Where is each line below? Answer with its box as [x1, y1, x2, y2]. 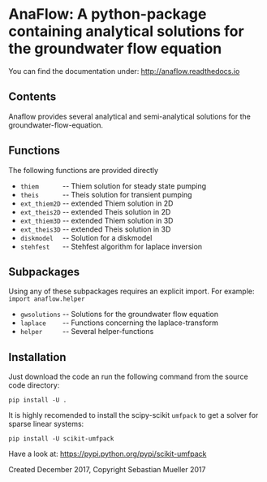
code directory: [8, 380, 60, 390]
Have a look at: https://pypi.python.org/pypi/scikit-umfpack [8, 449, 207, 459]
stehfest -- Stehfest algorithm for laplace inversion [19, 241, 203, 251]
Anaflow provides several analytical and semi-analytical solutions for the [8, 111, 252, 121]
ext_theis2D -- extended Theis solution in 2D [19, 206, 171, 216]
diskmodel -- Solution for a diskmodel [19, 232, 153, 242]
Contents [8, 90, 57, 104]
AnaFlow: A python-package [8, 5, 207, 24]
